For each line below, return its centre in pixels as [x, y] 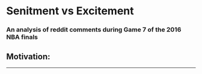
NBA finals [22, 37]
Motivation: [28, 56]
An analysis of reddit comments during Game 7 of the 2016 [94, 30]
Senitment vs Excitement [70, 11]
